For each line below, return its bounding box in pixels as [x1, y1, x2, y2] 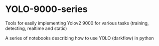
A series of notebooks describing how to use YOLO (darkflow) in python [5, 35, 154, 41]
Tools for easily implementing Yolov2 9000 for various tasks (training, [5, 20, 149, 26]
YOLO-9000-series [5, 3, 88, 15]
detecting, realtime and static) [5, 25, 67, 31]
